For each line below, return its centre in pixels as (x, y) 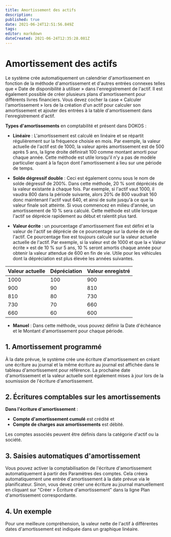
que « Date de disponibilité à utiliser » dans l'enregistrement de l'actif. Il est (84, 89)
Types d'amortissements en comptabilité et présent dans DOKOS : (76, 126)
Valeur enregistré (109, 271)
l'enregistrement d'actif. (30, 116)
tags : (11, 29)
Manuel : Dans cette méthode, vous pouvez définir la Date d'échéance (87, 325)
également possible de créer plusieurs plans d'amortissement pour (76, 94)
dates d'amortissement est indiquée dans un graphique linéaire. (72, 529)
